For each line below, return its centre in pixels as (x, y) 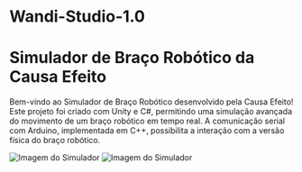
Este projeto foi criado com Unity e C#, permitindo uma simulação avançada (151, 112)
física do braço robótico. (55, 140)
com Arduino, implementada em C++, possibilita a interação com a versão (147, 131)
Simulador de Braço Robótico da (132, 58)
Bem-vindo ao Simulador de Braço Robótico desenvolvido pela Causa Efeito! (151, 102)
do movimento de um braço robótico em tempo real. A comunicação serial (147, 121)
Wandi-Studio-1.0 (78, 17)
